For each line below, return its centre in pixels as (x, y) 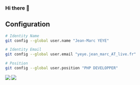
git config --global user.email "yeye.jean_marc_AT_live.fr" (71, 54)
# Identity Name (22, 36)
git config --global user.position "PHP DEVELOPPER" (62, 68)
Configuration (28, 24)
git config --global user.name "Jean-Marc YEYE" (57, 40)
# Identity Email (23, 50)
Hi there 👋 (18, 8)
